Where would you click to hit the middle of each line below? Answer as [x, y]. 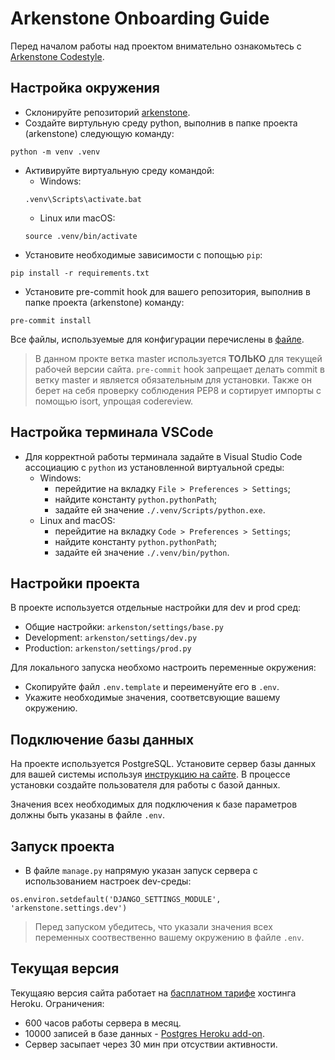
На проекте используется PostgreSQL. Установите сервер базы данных [163, 764]
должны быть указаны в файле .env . [87, 815]
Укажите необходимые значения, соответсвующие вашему [152, 698]
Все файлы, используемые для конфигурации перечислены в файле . [157, 339]
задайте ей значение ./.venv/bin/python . [142, 552]
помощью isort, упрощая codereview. [114, 401]
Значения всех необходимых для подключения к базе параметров [154, 804]
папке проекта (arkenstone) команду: [104, 302]
